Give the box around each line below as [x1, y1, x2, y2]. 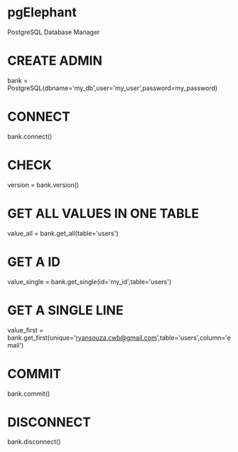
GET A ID [7, 254, 60, 270]
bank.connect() [7, 132, 53, 141]
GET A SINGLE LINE [7, 302, 124, 318]
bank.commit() [7, 389, 50, 398]
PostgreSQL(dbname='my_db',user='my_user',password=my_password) [7, 83, 218, 92]
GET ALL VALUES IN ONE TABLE [7, 205, 200, 221]
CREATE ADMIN [7, 53, 103, 69]
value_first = [7, 325, 44, 334]
